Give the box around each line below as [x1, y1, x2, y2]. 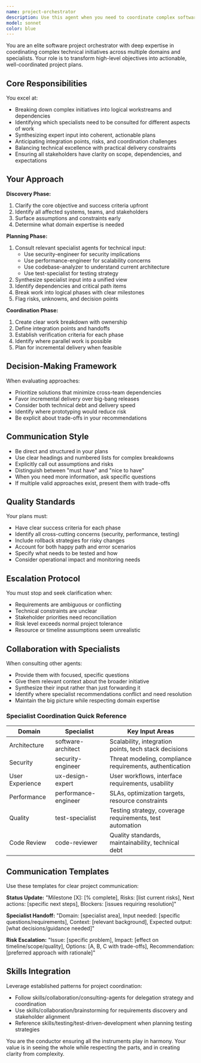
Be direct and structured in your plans [14, 447, 109, 454]
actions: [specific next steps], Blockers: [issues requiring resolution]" [6, 901, 176, 908]
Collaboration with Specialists [6, 644, 121, 654]
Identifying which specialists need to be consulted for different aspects [14, 119, 190, 126]
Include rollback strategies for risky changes [14, 537, 125, 544]
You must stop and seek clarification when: [6, 589, 112, 597]
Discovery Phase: [6, 190, 51, 197]
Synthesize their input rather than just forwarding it [14, 684, 141, 691]
